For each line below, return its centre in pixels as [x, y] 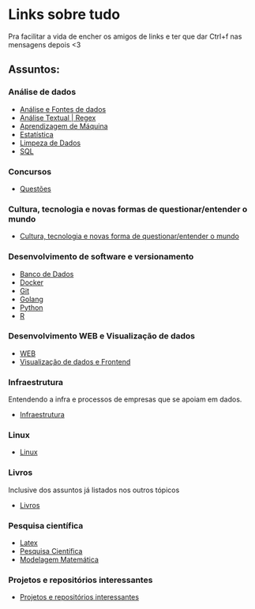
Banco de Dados [47, 274]
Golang [31, 299]
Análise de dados [42, 92]
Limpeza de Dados [50, 143]
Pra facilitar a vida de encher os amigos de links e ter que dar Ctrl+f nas [125, 36]
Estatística [36, 134]
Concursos [30, 171]
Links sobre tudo [64, 15]
